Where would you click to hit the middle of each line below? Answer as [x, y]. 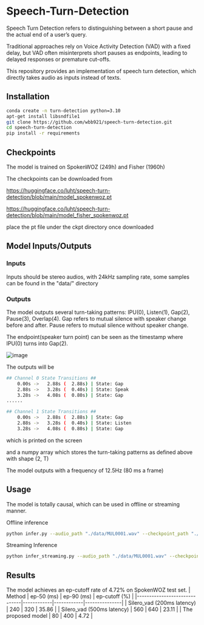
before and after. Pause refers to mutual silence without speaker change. [97, 325]
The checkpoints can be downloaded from [59, 178]
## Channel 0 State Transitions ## [51, 378]
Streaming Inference [32, 545]
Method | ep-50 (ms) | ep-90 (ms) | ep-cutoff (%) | [70, 596]
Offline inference [27, 522]
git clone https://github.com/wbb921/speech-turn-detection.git [89, 122]
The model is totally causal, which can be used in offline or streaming [93, 504]
